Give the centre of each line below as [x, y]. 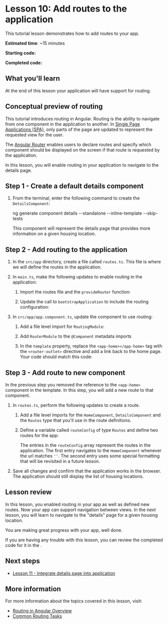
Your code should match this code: [56, 357]
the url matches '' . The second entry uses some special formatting [90, 456]
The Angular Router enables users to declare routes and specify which [78, 145]
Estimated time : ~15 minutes [35, 43]
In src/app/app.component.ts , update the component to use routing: [82, 317]
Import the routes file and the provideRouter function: [75, 292]
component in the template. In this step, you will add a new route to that [79, 390]
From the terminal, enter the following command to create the [76, 198]
